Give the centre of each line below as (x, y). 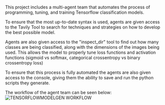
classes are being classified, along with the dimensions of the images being (82, 47)
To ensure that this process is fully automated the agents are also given (78, 72)
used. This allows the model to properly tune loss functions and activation (81, 52)
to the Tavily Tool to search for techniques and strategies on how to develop (83, 27)
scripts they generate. (28, 83)
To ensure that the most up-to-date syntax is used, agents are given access (82, 22)
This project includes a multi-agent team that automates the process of (78, 7)
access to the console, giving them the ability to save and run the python (79, 78)
